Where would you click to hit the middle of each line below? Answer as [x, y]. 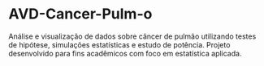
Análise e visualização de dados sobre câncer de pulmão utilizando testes [132, 36]
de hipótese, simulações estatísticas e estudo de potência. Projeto [119, 44]
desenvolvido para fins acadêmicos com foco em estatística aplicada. [125, 53]
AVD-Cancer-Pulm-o [80, 14]
